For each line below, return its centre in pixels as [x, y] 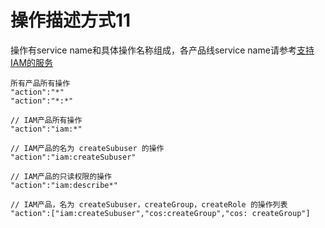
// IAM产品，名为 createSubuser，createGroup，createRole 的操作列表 [149, 204]
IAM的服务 [32, 62]
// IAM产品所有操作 [46, 120]
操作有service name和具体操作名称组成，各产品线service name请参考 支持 [162, 50]
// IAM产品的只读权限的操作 [61, 176]
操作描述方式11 [71, 20]
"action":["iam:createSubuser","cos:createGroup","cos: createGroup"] [160, 213]
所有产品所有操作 [40, 83]
